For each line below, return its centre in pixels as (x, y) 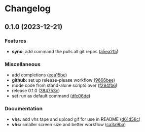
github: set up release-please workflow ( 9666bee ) (63, 80)
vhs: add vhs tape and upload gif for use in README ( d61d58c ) (76, 119)
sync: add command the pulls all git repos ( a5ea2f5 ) (65, 51)
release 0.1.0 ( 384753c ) (36, 91)
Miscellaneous (22, 64)
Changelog (28, 9)
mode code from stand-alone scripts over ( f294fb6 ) (65, 85)
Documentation (24, 109)
